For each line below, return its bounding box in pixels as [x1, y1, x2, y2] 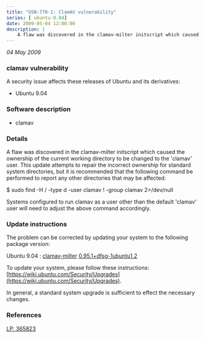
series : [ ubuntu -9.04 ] [6, 15, 68, 21]
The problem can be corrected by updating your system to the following [6, 234, 188, 241]
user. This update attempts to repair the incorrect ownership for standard [6, 161, 191, 169]
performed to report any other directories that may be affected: [6, 174, 166, 182]
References [6, 311, 42, 320]
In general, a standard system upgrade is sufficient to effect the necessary [6, 289, 195, 296]
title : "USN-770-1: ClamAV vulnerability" [6, 9, 117, 15]
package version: [6, 240, 50, 248]
